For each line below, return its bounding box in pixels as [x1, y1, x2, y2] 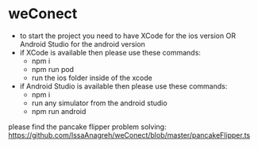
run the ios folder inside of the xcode [31, 73, 152, 82]
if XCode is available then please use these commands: [19, 47, 201, 57]
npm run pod [31, 64, 74, 74]
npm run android [31, 106, 87, 116]
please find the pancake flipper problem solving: [8, 122, 167, 131]
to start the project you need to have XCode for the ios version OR [19, 31, 237, 40]
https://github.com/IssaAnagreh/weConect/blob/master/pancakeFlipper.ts [8, 130, 251, 139]
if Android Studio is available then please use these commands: [19, 81, 228, 91]
